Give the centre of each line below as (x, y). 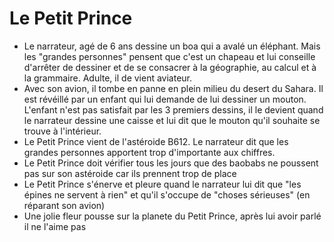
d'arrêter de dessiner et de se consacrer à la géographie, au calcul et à (170, 67)
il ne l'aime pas (55, 226)
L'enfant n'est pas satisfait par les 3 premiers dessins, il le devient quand (173, 109)
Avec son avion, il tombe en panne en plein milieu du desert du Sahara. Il (173, 88)
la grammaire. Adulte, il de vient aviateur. (108, 78)
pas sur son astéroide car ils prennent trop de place (130, 173)
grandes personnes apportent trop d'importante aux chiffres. (149, 152)
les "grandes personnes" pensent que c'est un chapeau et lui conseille (169, 56)
